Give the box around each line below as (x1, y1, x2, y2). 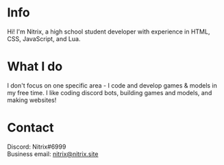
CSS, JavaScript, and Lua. (7, 34, 81, 42)
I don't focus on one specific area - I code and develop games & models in (7, 81, 218, 90)
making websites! (7, 96, 57, 104)
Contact (7, 120, 54, 136)
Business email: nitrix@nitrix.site (7, 149, 99, 158)
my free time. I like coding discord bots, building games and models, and (7, 88, 212, 97)
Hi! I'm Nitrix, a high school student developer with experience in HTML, (7, 27, 210, 36)
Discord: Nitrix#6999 (7, 142, 66, 151)
